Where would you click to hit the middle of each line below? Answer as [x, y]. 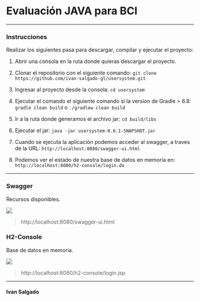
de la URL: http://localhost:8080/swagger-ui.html [77, 148]
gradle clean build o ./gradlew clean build [70, 108]
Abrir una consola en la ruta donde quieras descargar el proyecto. [96, 61]
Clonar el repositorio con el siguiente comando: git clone [85, 73]
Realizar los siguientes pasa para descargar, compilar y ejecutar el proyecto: [100, 50]
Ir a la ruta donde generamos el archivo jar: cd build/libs [85, 119]
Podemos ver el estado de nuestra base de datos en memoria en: [95, 160]
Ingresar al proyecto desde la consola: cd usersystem [80, 90]
